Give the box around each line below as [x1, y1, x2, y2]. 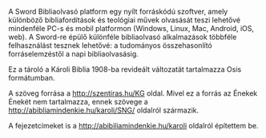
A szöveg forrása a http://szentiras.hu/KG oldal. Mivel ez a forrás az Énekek [8, 89, 258, 98]
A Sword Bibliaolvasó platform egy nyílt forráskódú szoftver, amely [8, 7, 228, 16]
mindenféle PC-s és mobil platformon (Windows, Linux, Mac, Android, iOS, [8, 24, 255, 33]
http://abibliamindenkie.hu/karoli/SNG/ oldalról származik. [8, 105, 199, 115]
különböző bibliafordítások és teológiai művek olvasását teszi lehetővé [8, 15, 241, 25]
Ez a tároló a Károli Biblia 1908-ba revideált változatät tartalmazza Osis [8, 65, 242, 74]
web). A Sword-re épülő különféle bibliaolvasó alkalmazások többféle [8, 32, 237, 41]
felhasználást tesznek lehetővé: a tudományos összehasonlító [8, 41, 212, 50]
